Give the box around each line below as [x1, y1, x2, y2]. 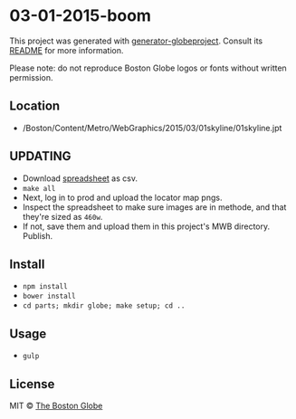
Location [9, 99, 61, 114]
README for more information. [9, 44, 124, 55]
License [9, 376, 55, 392]
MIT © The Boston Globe [9, 400, 103, 411]
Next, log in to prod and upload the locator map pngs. [22, 192, 223, 203]
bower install [22, 291, 76, 301]
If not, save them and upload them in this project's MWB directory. [22, 221, 271, 232]
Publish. [22, 230, 53, 241]
